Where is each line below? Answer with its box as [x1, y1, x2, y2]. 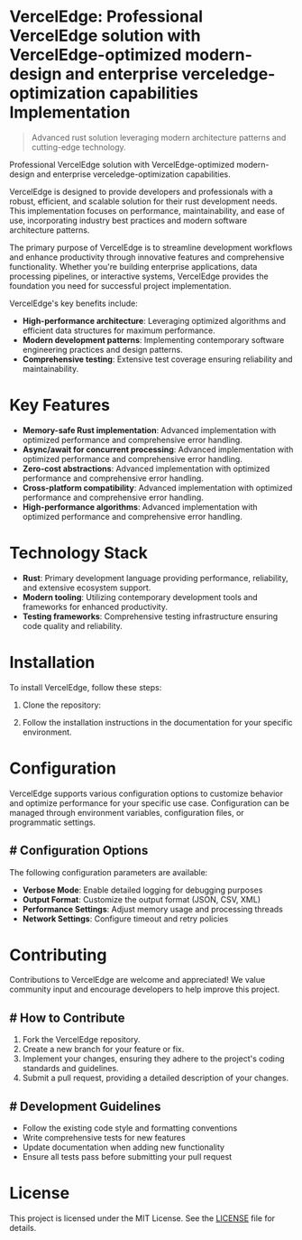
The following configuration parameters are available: [9, 866, 208, 877]
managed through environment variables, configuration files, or [9, 807, 245, 818]
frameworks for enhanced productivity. [22, 601, 169, 612]
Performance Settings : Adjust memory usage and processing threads [22, 903, 284, 914]
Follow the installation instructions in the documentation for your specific [22, 717, 293, 727]
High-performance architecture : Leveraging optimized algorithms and [22, 315, 287, 326]
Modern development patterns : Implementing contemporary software [22, 334, 285, 345]
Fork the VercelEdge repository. [22, 1034, 141, 1045]
